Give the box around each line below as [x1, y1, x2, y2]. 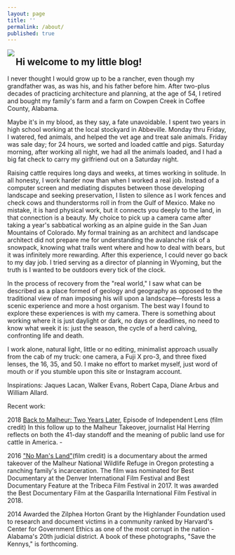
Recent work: [7, 402, 46, 410]
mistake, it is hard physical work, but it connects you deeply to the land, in [7, 206, 222, 215]
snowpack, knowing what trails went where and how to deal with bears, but [7, 243, 226, 252]
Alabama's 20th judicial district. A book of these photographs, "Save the [7, 533, 216, 541]
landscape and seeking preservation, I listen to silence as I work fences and [7, 191, 227, 200]
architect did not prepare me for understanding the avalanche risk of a [7, 236, 210, 244]
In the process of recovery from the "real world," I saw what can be [7, 279, 202, 288]
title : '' [7, 17, 36, 24]
